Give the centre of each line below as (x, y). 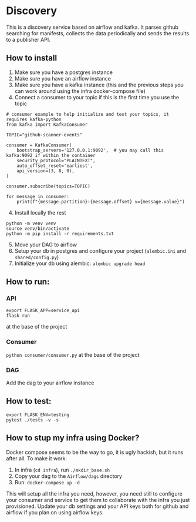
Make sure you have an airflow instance (63, 78)
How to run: (28, 282)
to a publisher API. (28, 39)
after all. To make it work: (37, 458)
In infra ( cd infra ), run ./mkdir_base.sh (62, 470)
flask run (18, 316)
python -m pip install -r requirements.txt (60, 233)
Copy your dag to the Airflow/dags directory (68, 476)
